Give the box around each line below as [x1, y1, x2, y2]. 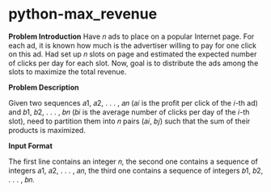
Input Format [8, 140, 53, 150]
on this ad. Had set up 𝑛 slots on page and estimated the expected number [8, 49, 257, 59]
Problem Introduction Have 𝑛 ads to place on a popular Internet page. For [8, 31, 255, 41]
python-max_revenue [8, 5, 158, 23]
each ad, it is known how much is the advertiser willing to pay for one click [8, 40, 257, 50]
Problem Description [8, 82, 79, 92]
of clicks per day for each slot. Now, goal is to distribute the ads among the [8, 58, 259, 68]
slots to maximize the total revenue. [8, 66, 127, 77]
